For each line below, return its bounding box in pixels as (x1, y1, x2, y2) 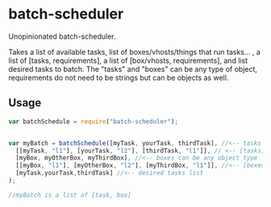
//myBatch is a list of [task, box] (8, 191, 131, 199)
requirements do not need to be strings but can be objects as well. (8, 72, 229, 82)
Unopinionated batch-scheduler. (8, 31, 116, 41)
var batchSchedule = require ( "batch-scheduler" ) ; (8, 118, 179, 126)
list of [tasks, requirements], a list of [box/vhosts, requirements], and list (8, 56, 248, 65)
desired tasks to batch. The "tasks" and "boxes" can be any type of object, (8, 64, 258, 73)
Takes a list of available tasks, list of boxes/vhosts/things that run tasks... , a (8, 47, 261, 56)
